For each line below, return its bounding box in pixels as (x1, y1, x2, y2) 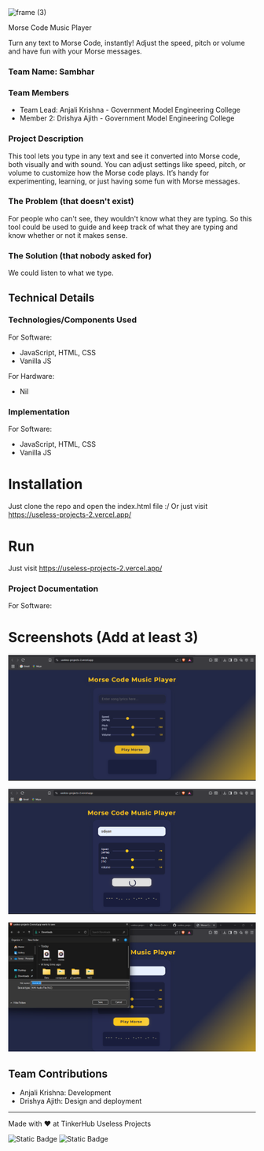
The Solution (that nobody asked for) (8, 250, 152, 261)
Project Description (8, 133, 84, 144)
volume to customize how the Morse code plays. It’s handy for (8, 168, 210, 177)
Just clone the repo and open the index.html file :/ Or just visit (8, 502, 208, 511)
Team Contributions (8, 1067, 108, 1080)
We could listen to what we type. (8, 268, 114, 278)
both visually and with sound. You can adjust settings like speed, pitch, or (8, 159, 246, 169)
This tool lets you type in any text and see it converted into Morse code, (8, 151, 240, 161)
